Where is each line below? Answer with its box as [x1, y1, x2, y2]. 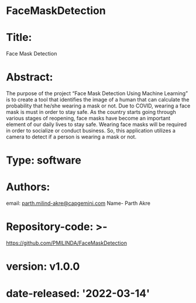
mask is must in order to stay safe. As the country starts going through [6, 109, 177, 116]
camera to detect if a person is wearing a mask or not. [6, 133, 136, 141]
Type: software [6, 154, 82, 167]
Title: [6, 31, 32, 44]
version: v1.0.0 [6, 260, 80, 273]
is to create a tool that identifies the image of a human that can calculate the [6, 96, 190, 103]
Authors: [6, 180, 50, 194]
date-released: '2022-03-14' [6, 287, 150, 300]
